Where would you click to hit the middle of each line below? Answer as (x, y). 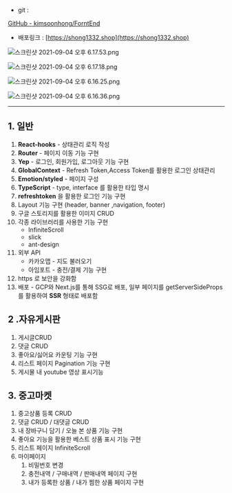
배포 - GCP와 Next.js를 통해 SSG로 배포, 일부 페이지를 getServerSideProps (120, 287)
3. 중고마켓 (30, 396)
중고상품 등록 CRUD (45, 414)
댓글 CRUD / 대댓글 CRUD (53, 422)
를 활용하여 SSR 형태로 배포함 (58, 295)
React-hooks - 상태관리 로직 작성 (64, 144)
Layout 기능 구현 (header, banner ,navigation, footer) (92, 204)
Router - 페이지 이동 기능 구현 (58, 153)
